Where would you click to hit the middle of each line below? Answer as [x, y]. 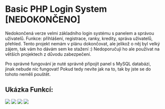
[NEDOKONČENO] [43, 19]
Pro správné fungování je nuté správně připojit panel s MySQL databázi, [78, 64]
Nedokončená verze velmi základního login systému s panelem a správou [80, 33]
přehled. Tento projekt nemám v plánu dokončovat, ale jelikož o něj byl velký [82, 43]
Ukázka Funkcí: [29, 90]
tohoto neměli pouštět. [28, 74]
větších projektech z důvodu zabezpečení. [48, 54]
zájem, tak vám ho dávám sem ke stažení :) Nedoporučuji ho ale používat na [82, 49]
